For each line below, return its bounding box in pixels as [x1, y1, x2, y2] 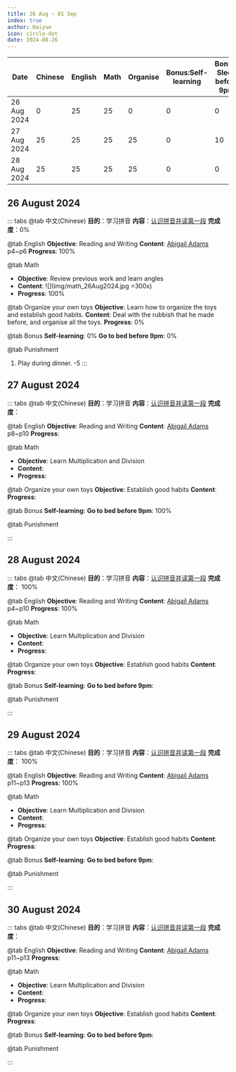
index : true [7, 17, 42, 24]
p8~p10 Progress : [7, 429, 60, 438]
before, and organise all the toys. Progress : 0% [7, 318, 145, 326]
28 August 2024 [7, 554, 81, 566]
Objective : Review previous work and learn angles [17, 274, 164, 283]
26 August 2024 [7, 197, 81, 209]
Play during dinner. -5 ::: [17, 359, 88, 367]
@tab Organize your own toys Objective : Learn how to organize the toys [7, 302, 217, 311]
